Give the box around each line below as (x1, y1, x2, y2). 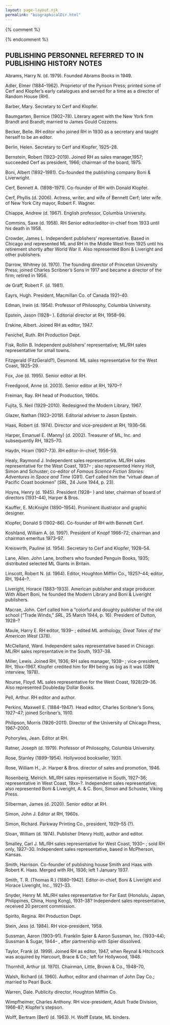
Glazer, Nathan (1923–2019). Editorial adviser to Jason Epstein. (5, 412, 137, 419)
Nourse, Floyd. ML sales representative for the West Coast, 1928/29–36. (5, 679, 157, 685)
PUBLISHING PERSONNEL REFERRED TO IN (5, 51, 144, 59)
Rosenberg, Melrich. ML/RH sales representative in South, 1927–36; (5, 775, 148, 781)
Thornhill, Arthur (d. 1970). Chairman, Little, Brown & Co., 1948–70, (5, 964, 145, 970)
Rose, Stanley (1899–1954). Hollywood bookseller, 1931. (5, 755, 122, 761)
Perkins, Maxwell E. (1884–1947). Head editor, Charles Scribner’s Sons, (5, 704, 155, 710)
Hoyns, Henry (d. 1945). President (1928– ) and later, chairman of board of (5, 489, 161, 495)
